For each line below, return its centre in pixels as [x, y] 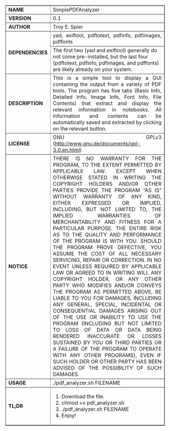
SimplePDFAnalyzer [76, 10]
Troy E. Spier [68, 27]
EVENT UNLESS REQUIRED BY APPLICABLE [107, 266]
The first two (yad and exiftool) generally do [105, 50]
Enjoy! [69, 416]
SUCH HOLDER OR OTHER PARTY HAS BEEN [107, 361]
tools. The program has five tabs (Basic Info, [107, 91]
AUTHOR [19, 27]
